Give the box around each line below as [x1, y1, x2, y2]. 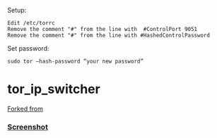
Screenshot [7, 122, 48, 132]
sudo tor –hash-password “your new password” [7, 58, 143, 65]
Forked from [7, 104, 44, 113]
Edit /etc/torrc [7, 20, 55, 27]
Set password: [7, 44, 49, 52]
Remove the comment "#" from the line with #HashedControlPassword [7, 32, 211, 39]
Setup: [7, 6, 27, 14]
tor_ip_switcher [7, 81, 100, 97]
